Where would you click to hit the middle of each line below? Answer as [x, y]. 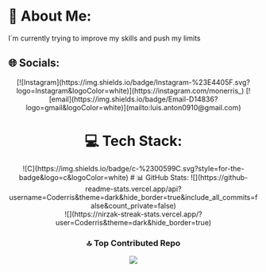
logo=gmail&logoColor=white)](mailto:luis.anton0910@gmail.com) [133, 107]
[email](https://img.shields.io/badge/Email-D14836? [133, 99]
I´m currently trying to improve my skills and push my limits [104, 38]
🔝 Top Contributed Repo [133, 243]
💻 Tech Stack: [133, 141]
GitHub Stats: [167, 177]
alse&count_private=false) [133, 205]
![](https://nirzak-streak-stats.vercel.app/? [133, 214]
